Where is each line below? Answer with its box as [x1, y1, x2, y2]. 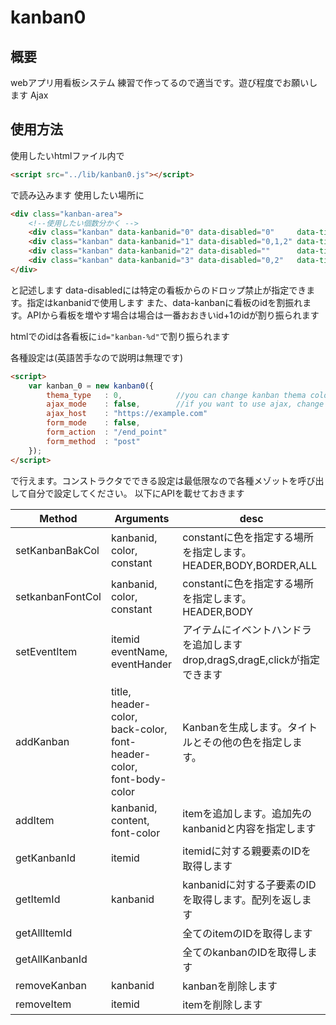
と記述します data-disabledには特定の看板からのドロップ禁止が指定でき [10, 284, 307, 296]
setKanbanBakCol [15, 543, 100, 557]
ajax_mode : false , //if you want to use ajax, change [46, 399, 325, 410]
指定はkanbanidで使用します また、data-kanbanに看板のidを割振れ [26, 296, 303, 308]
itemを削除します [182, 997, 263, 1011]
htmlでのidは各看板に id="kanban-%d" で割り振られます [10, 330, 230, 342]
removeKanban [15, 978, 87, 992]
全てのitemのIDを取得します [182, 926, 313, 940]
